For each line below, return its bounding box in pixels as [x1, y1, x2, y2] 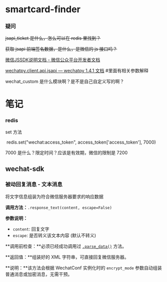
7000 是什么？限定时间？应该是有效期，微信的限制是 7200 [5, 149, 128, 156]
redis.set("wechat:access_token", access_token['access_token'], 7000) [6, 139, 156, 145]
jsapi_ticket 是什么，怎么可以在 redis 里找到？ [5, 35, 101, 41]
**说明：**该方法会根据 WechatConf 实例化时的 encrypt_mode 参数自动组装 [5, 265, 162, 271]
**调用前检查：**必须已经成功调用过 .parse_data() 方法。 [5, 243, 127, 249]
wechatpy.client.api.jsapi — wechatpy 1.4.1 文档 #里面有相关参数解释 [5, 68, 149, 74]
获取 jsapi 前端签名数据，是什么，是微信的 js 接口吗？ [5, 46, 118, 52]
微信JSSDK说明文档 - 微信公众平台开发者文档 [5, 57, 100, 63]
